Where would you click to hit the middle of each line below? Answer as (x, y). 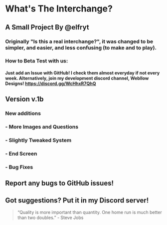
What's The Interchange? (59, 9)
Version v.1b (24, 99)
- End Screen (21, 154)
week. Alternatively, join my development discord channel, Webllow (77, 78)
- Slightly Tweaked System (38, 140)
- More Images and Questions (42, 127)
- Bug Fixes (19, 167)
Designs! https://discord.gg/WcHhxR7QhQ (51, 83)
